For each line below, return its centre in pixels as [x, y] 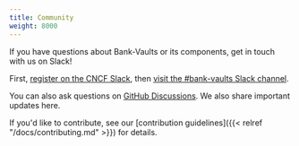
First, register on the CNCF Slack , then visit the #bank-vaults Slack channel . [149, 78]
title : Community [42, 17]
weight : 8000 [34, 26]
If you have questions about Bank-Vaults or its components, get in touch [142, 51]
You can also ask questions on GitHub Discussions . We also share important [150, 96]
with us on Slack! [41, 61]
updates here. [35, 105]
